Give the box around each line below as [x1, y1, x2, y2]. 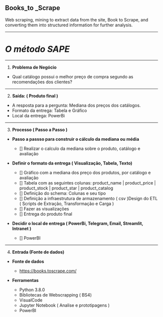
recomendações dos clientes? [12, 79, 73, 85]
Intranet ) [12, 225, 32, 231]
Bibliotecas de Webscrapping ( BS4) [19, 292, 92, 298]
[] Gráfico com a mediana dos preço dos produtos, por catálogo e [19, 169, 151, 175]
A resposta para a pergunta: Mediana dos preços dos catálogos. [12, 102, 141, 108]
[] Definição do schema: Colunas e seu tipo [19, 190, 106, 196]
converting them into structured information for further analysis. [5, 22, 133, 28]
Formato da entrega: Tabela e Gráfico [12, 107, 87, 113]
